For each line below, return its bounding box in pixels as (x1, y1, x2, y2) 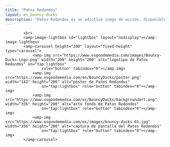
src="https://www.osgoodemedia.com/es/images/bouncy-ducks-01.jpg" (5, 120, 151, 125)
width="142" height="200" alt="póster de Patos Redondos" (5, 80, 130, 85)
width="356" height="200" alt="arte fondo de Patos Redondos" (5, 102, 139, 107)
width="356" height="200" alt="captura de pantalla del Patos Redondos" (5, 124, 162, 129)
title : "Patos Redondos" (5, 7, 58, 13)
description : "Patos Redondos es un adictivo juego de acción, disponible (5, 17, 166, 22)
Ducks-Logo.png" (5, 57, 39, 62)
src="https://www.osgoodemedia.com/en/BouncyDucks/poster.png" (5, 75, 142, 80)
